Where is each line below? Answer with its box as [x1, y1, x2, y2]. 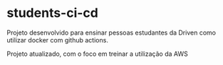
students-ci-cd [6, 5, 99, 21]
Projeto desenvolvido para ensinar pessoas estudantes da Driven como [6, 28, 217, 37]
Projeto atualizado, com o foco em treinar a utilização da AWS [6, 49, 188, 58]
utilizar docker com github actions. [6, 35, 108, 44]
